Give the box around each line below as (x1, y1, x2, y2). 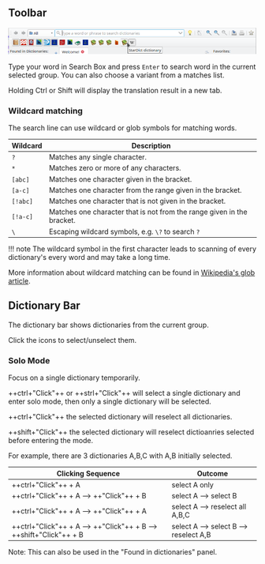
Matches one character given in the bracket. (48, 174, 192, 184)
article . (8, 276, 31, 286)
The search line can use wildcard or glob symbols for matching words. (8, 123, 237, 133)
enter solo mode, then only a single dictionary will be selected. (8, 397, 211, 406)
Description (131, 141, 171, 150)
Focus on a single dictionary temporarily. (8, 373, 140, 382)
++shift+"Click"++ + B (11, 529, 84, 540)
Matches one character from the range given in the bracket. (48, 185, 242, 194)
